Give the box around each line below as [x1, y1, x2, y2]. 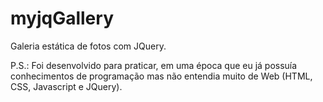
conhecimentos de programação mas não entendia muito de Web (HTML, [10, 70, 313, 82]
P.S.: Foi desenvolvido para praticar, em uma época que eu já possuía [10, 59, 298, 71]
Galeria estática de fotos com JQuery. [10, 40, 167, 52]
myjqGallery [10, 7, 114, 30]
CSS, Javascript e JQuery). [10, 80, 123, 92]
